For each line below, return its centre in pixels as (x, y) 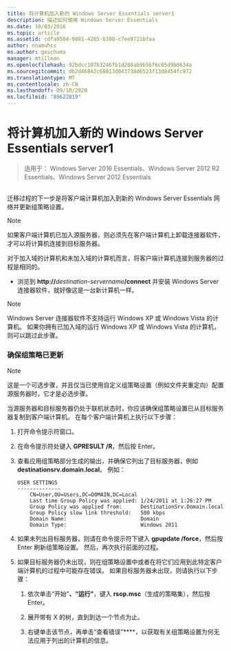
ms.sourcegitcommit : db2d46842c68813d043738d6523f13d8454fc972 (100, 71)
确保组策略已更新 (35, 355)
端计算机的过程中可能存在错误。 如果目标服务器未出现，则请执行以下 (114, 570)
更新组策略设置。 (43, 207)
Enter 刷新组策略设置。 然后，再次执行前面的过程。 (90, 547)
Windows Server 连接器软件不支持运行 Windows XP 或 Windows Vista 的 (110, 318)
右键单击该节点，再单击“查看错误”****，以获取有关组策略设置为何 (120, 632)
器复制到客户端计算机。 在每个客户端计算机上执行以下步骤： (92, 417)
